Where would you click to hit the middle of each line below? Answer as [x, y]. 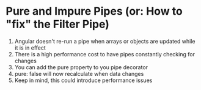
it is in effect [30, 48]
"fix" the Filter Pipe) [57, 24]
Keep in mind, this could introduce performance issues [83, 80]
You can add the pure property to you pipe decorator [81, 67]
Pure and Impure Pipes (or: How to [94, 11]
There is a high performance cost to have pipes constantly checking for [104, 54]
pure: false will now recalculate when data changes [79, 73]
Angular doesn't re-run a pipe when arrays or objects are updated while [105, 41]
